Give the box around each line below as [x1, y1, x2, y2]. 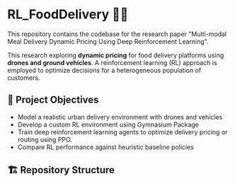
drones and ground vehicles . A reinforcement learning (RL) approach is [7, 58, 217, 66]
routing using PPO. [17, 135, 73, 143]
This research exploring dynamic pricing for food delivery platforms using [7, 51, 224, 59]
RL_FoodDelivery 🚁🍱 [7, 6, 129, 23]
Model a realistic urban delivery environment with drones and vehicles [17, 112, 223, 121]
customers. [7, 73, 40, 82]
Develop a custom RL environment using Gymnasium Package [17, 120, 200, 129]
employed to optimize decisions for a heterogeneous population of [7, 66, 202, 74]
